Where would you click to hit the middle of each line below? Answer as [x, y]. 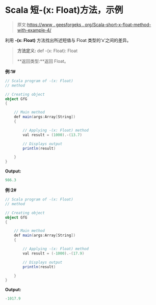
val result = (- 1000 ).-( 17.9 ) [53, 253]
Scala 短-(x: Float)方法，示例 [64, 10]
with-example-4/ [34, 30]
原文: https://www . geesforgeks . [50, 25]
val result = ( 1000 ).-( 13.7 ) [52, 135]
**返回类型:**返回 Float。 [43, 61]
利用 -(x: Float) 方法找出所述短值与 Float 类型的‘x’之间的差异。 [68, 40]
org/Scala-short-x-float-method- [118, 25]
